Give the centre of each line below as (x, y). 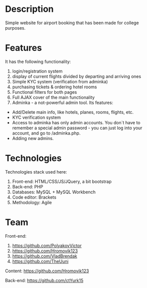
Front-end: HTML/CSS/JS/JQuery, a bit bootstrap (62, 181)
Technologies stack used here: (36, 172)
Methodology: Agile (32, 202)
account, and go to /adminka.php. (46, 133)
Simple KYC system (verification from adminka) (60, 81)
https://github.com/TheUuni (40, 261)
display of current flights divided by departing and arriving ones (76, 76)
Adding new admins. (33, 138)
